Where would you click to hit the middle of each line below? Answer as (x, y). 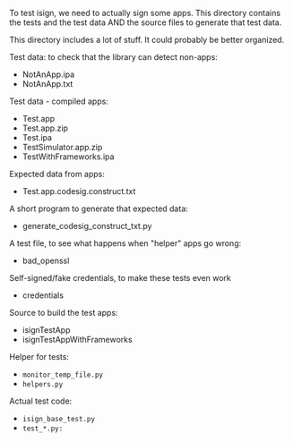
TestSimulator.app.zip (62, 147)
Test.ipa (37, 137)
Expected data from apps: (57, 174)
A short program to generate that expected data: (99, 208)
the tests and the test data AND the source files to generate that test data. (146, 22)
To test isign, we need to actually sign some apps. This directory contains (145, 13)
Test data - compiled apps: (59, 101)
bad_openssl (46, 260)
